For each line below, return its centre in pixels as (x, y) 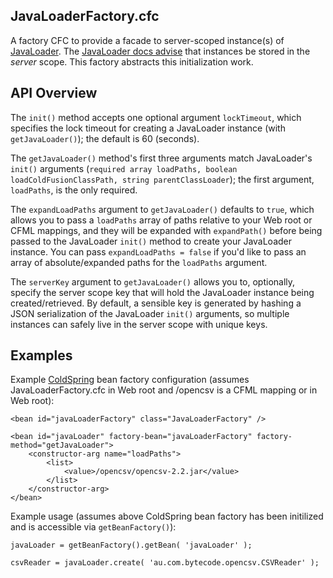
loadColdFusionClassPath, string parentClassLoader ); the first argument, (162, 179)
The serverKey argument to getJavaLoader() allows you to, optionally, (153, 281)
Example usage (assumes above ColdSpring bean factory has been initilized (167, 516)
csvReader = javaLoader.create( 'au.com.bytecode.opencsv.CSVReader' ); (165, 563)
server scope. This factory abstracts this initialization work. (132, 61)
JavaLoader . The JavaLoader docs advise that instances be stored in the (160, 51)
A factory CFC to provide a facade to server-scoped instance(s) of (147, 40)
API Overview (54, 93)
